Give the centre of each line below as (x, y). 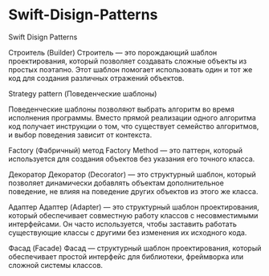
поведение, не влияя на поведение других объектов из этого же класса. (133, 191)
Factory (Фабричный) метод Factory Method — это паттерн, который (126, 150)
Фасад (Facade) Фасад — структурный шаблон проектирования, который (135, 248)
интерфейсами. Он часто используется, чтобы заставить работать (122, 224)
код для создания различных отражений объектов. (96, 78)
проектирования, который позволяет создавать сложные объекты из (128, 61)
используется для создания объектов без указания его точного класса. (132, 159)
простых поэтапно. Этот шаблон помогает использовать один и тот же (130, 69)
